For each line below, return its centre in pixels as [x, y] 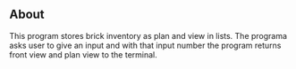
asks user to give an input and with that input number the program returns [145, 45]
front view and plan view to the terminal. [84, 54]
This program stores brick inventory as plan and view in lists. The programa [148, 35]
